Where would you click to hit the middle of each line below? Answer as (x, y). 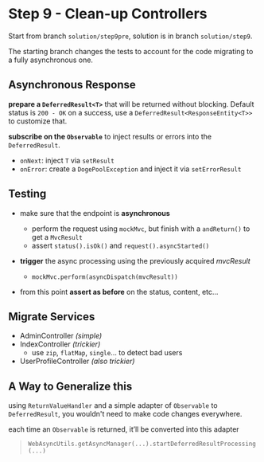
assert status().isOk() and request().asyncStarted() (120, 245)
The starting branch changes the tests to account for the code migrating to (131, 51)
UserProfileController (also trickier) (77, 361)
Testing (27, 194)
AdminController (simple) (61, 336)
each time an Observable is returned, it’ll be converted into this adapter (124, 429)
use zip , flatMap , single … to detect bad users (107, 353)
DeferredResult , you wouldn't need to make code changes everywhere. (125, 414)
